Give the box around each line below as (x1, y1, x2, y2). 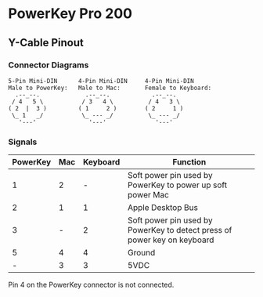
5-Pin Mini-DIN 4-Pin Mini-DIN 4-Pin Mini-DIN (8, 77, 194, 85)
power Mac (128, 190, 170, 201)
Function (172, 157, 207, 168)
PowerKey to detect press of (128, 225, 232, 236)
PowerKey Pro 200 (8, 5, 133, 23)
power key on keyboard (128, 234, 214, 245)
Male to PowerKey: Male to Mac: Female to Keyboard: (8, 84, 212, 92)
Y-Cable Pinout (8, 36, 84, 49)
